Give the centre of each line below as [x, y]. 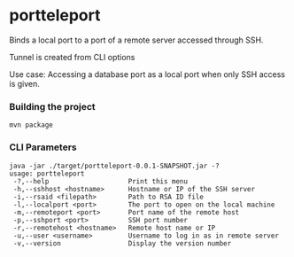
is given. [24, 83]
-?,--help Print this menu [101, 181]
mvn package [31, 125]
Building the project [52, 106]
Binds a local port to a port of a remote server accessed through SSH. [136, 40]
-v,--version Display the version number [122, 243]
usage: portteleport [47, 174]
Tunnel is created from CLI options [72, 57]
